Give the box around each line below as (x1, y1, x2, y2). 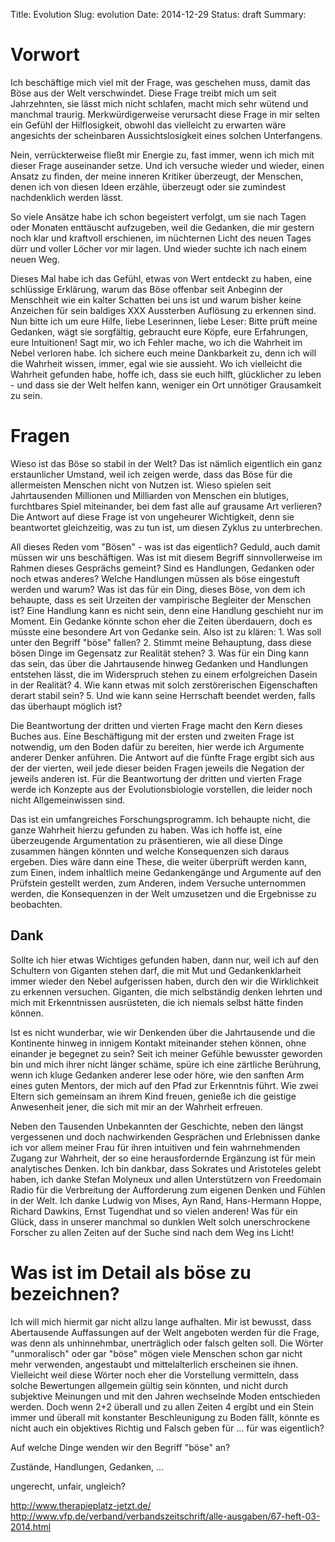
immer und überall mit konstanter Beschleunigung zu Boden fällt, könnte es (10, 1411, 320, 1423)
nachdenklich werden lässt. (10, 191, 124, 203)
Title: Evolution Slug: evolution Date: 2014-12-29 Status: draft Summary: (10, 9, 307, 20)
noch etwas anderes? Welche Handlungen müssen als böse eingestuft (10, 572, 300, 584)
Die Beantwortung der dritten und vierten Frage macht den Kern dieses (10, 719, 303, 731)
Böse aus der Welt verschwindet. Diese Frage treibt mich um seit (10, 87, 277, 99)
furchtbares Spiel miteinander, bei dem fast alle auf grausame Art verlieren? (10, 500, 322, 512)
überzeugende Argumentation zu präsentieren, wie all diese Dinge (10, 834, 283, 846)
